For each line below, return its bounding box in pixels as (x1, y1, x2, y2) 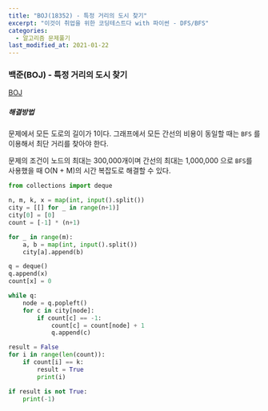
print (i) (37, 373, 66, 381)
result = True (37, 365, 84, 373)
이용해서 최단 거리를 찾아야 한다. (8, 139, 110, 149)
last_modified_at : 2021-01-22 (8, 42, 110, 50)
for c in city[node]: (22, 306, 94, 314)
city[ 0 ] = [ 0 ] (8, 211, 56, 220)
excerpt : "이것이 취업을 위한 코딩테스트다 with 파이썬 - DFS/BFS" (8, 19, 210, 27)
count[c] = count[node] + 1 (50, 321, 146, 329)
